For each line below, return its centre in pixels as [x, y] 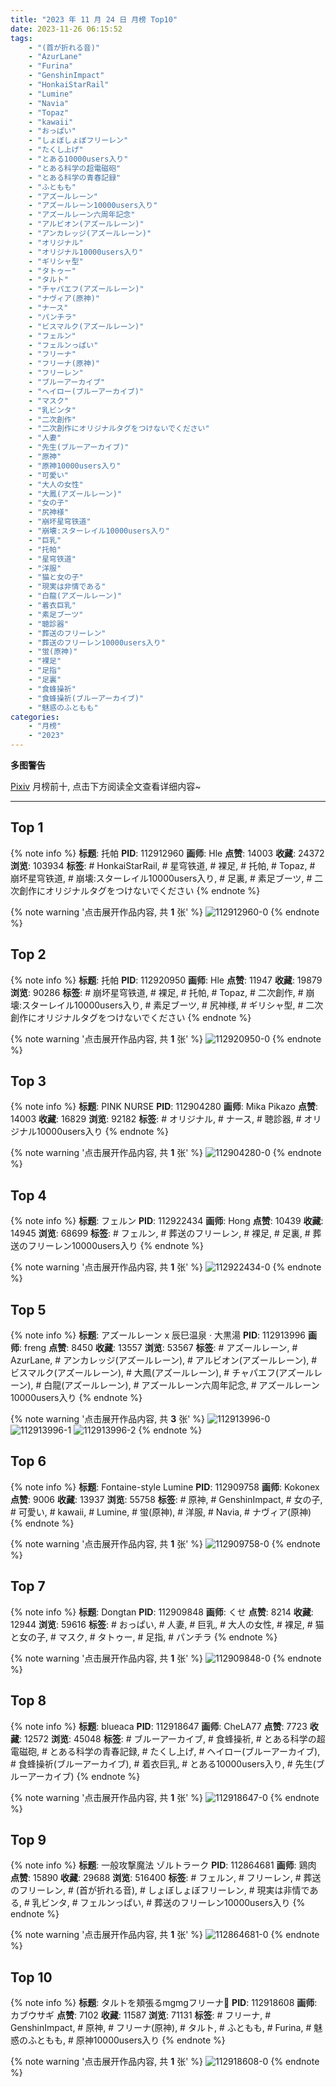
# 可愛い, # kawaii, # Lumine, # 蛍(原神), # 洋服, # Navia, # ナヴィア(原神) [161, 1512]
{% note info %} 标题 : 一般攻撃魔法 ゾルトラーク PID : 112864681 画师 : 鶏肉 [163, 1865]
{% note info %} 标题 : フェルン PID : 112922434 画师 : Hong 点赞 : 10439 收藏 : [167, 1221]
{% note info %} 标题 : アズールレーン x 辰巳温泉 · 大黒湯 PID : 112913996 [158, 1335]
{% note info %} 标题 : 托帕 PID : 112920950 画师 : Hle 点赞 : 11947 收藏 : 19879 [166, 980]
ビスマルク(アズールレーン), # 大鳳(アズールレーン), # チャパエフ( [145, 1373]
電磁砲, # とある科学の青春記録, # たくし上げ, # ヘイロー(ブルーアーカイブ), [165, 1751]
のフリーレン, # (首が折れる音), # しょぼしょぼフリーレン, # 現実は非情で [160, 1890]
